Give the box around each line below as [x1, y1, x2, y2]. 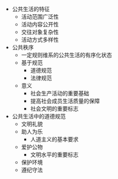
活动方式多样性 [21, 36, 59, 43]
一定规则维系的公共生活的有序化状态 [21, 51, 113, 58]
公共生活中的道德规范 [12, 113, 66, 120]
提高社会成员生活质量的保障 [30, 97, 100, 104]
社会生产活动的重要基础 [30, 89, 89, 97]
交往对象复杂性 [21, 28, 59, 36]
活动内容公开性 [21, 21, 59, 28]
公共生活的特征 [12, 6, 50, 12]
